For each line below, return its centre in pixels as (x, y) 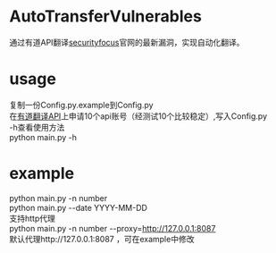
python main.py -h (43, 137)
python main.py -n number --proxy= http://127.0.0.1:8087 (113, 228)
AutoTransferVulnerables (106, 17)
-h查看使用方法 (37, 127)
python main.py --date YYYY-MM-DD (78, 207)
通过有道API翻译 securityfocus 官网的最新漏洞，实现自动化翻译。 (127, 42)
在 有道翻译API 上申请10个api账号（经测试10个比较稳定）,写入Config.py (138, 116)
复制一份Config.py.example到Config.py (81, 105)
